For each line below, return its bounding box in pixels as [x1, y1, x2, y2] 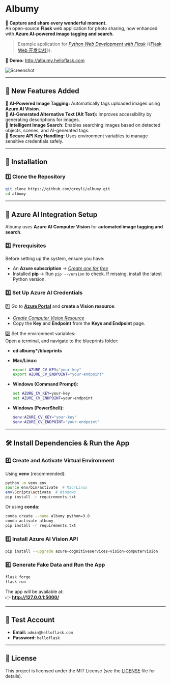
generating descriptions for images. [5, 116, 80, 123]
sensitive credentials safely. [5, 138, 64, 144]
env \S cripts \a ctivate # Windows [5, 490, 76, 495]
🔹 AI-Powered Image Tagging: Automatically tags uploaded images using [5, 100, 160, 106]
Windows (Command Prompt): [12, 381, 79, 387]
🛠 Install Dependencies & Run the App [5, 439, 130, 448]
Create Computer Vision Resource [12, 315, 85, 321]
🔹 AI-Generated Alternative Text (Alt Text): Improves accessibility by [5, 111, 152, 117]
